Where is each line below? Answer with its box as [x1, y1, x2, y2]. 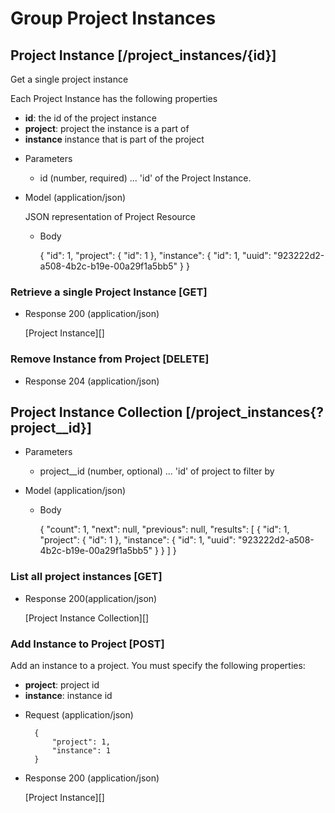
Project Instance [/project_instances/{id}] [10, 47, 277, 64]
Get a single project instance [10, 73, 129, 85]
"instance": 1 [51, 746, 111, 756]
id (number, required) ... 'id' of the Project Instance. [39, 172, 252, 184]
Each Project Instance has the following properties [10, 93, 218, 104]
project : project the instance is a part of [24, 123, 190, 134]
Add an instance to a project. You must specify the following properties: [10, 660, 306, 671]
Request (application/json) [24, 709, 134, 721]
